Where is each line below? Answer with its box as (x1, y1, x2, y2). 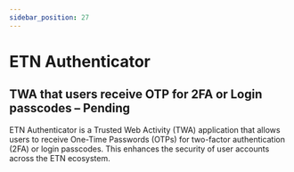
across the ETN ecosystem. (9, 152, 111, 163)
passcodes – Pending (9, 101, 131, 116)
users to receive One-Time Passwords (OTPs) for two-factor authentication (9, 134, 286, 144)
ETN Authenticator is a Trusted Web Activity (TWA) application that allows (9, 124, 281, 135)
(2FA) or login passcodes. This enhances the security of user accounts (9, 143, 270, 154)
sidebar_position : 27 (9, 12, 90, 22)
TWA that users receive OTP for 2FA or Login (9, 86, 263, 102)
